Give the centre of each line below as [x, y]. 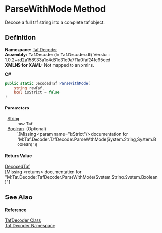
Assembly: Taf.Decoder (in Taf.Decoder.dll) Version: [58, 54]
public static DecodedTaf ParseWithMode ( [48, 83]
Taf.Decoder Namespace [30, 226]
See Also [19, 197]
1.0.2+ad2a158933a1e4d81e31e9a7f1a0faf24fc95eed [58, 60]
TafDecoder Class [23, 220]
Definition [20, 38]
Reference [16, 210]
